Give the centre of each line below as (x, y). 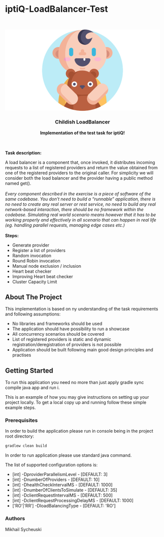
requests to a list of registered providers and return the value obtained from (82, 167)
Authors (15, 519)
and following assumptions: (33, 314)
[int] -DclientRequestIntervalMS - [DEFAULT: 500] (62, 495)
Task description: (23, 153)
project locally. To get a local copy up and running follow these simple (76, 403)
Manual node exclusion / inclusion (47, 266)
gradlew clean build (26, 446)
